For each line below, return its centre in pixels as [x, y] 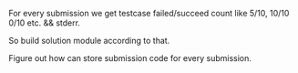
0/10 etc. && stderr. [45, 23]
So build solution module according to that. [89, 41]
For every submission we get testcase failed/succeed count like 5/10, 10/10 [149, 13]
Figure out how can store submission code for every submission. [130, 58]
